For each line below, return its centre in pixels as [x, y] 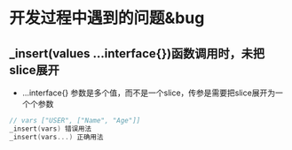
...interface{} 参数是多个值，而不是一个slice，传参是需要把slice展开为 [149, 93]
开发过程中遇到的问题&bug [107, 18]
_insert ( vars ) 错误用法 [50, 129]
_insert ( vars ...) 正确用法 [56, 137]
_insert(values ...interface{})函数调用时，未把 [137, 53]
